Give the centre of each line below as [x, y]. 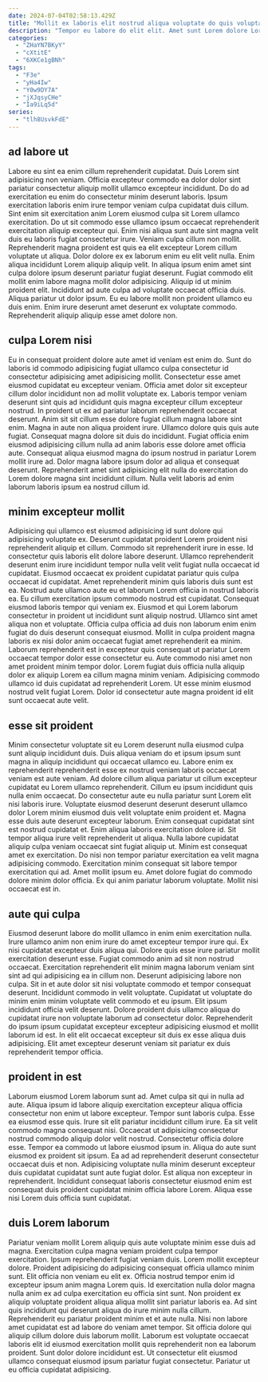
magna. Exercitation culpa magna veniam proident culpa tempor [113, 1250]
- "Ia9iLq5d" [37, 105]
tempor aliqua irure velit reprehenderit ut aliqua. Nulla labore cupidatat [124, 838]
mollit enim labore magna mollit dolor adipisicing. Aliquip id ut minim [120, 281]
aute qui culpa [44, 914]
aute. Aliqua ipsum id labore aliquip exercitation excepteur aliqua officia [126, 1104]
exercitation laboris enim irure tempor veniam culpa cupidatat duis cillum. [129, 205]
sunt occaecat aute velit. [49, 701]
